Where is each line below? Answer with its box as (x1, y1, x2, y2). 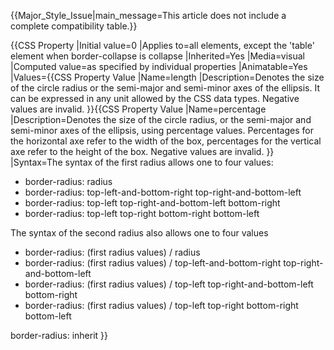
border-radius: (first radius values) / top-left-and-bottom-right (24, 257, 282, 269)
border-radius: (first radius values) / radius (24, 246, 201, 258)
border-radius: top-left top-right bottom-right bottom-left (24, 208, 260, 219)
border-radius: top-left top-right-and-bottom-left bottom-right (24, 197, 281, 209)
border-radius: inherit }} (10, 330, 108, 341)
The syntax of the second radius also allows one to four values (10, 227, 269, 239)
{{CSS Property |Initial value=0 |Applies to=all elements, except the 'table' (10, 40, 315, 51)
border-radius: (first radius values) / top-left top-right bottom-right (24, 300, 299, 311)
